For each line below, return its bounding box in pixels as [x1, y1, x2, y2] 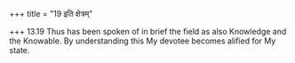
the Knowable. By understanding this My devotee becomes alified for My [9, 35, 276, 46]
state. [9, 45, 30, 55]
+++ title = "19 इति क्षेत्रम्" [9, 9, 93, 19]
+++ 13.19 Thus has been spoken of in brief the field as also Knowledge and [9, 27, 287, 36]
